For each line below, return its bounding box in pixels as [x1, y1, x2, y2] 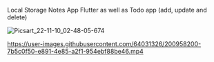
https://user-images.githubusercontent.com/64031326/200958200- [7, 40, 202, 48]
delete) [7, 13, 28, 21]
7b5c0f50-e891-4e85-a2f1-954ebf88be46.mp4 [7, 48, 144, 55]
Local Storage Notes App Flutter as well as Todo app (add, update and [7, 6, 207, 14]
